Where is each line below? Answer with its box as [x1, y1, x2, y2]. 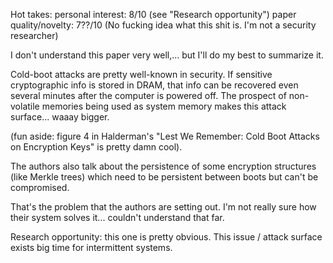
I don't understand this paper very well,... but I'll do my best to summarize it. [10, 49, 324, 61]
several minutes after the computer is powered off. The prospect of [10, 90, 287, 101]
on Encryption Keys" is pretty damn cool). [10, 141, 183, 153]
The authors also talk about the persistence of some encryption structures [10, 160, 317, 172]
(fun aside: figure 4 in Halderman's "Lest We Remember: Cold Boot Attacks [10, 130, 320, 142]
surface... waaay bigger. [10, 111, 110, 123]
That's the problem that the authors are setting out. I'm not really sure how [10, 201, 317, 213]
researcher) [10, 30, 59, 41]
